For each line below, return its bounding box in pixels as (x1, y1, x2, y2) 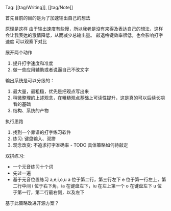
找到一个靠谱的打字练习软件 (12, 129, 71, 135)
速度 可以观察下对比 (5, 38, 47, 44)
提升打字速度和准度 (12, 60, 54, 66)
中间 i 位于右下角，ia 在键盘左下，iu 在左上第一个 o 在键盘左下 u (21, 183, 157, 189)
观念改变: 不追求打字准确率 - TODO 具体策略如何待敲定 (12, 142, 129, 148)
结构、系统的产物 (12, 107, 49, 113)
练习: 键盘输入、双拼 (12, 135, 56, 142)
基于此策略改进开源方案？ (5, 200, 59, 206)
